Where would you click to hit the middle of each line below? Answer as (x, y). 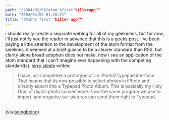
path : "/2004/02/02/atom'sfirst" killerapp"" (53, 10)
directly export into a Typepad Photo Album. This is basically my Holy (90, 86)
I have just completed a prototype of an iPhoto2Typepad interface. (87, 76)
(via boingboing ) (22, 112)
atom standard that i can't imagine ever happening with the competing (78, 61)
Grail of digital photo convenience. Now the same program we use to (89, 92)
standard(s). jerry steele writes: (38, 66)
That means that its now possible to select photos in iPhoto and (83, 81)
